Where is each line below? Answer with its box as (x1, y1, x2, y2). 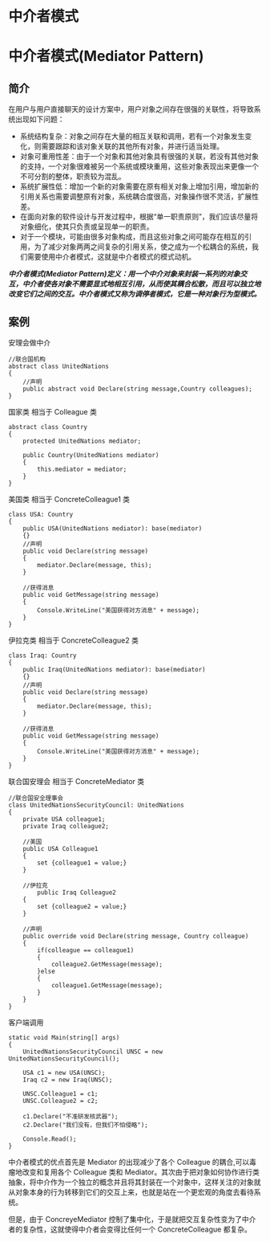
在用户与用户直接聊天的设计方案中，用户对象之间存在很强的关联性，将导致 (8, 104, 254, 114)
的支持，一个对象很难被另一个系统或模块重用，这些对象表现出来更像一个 (19, 161, 259, 171)
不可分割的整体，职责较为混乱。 (19, 172, 126, 182)
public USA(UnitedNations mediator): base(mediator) (22, 525, 203, 533)
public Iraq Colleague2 (37, 889, 116, 897)
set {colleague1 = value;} (37, 859, 127, 867)
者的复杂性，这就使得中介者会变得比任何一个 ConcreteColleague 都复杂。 (8, 1224, 252, 1234)
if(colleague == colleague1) (37, 946, 135, 954)
